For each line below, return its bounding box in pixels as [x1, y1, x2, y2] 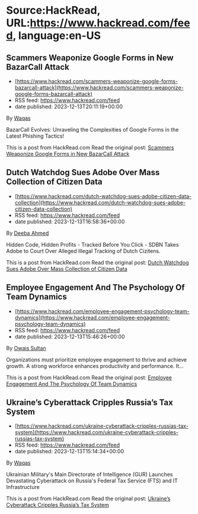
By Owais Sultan [6, 344, 46, 351]
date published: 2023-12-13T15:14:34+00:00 [14, 448, 124, 455]
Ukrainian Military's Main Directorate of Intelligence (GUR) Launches [6, 471, 173, 478]
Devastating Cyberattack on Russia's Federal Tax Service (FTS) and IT [6, 477, 178, 484]
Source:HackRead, [6, 4, 101, 17]
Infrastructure [6, 484, 40, 491]
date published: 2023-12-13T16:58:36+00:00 [14, 218, 125, 225]
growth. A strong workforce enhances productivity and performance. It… [6, 362, 184, 369]
